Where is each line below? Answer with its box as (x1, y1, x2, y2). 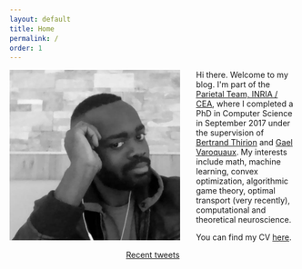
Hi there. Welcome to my (196, 69, 289, 81)
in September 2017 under (196, 118, 291, 129)
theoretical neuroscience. (196, 214, 292, 225)
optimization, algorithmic (196, 175, 289, 186)
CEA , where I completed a (196, 98, 294, 109)
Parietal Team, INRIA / (196, 89, 278, 100)
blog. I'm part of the (196, 79, 271, 90)
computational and (196, 204, 267, 215)
